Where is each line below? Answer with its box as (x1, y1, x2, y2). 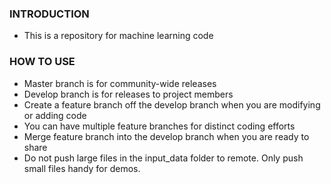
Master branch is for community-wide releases (23, 77, 217, 89)
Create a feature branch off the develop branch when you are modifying (23, 98, 321, 111)
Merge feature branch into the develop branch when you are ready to (23, 130, 310, 142)
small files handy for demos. (23, 162, 141, 174)
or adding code (23, 109, 87, 121)
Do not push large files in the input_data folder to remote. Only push (23, 152, 304, 164)
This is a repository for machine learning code (23, 30, 214, 42)
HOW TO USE (9, 55, 76, 69)
